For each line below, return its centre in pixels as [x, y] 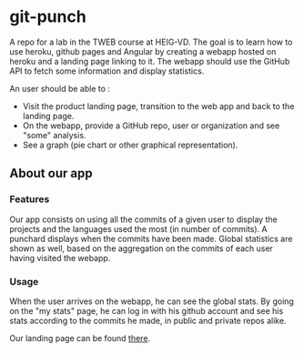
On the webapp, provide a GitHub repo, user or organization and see [151, 126]
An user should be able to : [60, 88]
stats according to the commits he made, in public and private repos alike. [148, 320]
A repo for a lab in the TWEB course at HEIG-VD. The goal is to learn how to [151, 42]
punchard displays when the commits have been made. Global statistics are [151, 238]
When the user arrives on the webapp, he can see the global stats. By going [152, 301]
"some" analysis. [54, 135]
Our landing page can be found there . [80, 338]
